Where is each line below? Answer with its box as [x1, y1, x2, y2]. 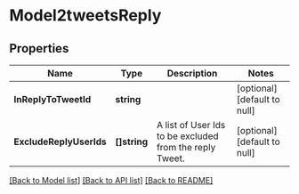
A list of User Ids [156, 119, 226, 131]
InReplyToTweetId [13, 93, 92, 105]
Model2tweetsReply [9, 5, 162, 26]
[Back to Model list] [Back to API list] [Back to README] [9, 175, 214, 185]
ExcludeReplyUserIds [13, 135, 107, 148]
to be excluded [156, 130, 220, 142]
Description [166, 68, 218, 79]
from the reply [156, 141, 216, 153]
